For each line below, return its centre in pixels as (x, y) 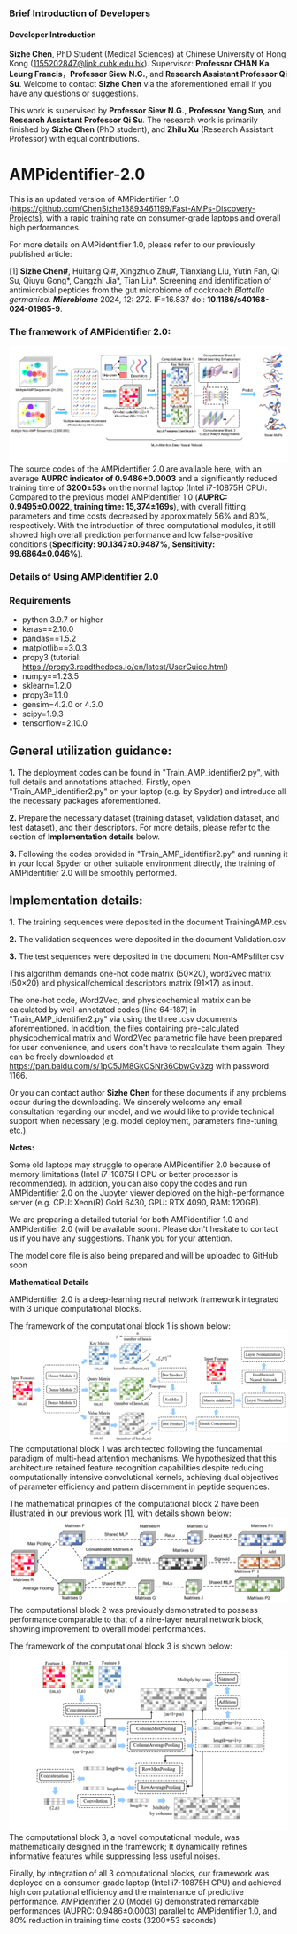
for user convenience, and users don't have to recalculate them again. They (147, 1047)
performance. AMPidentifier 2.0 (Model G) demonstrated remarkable (134, 1902)
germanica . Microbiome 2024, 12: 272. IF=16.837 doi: (107, 300)
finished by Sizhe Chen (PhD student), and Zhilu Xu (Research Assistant (141, 129)
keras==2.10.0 (48, 628)
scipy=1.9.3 (42, 714)
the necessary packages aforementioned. (85, 800)
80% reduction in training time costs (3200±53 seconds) (113, 1921)
